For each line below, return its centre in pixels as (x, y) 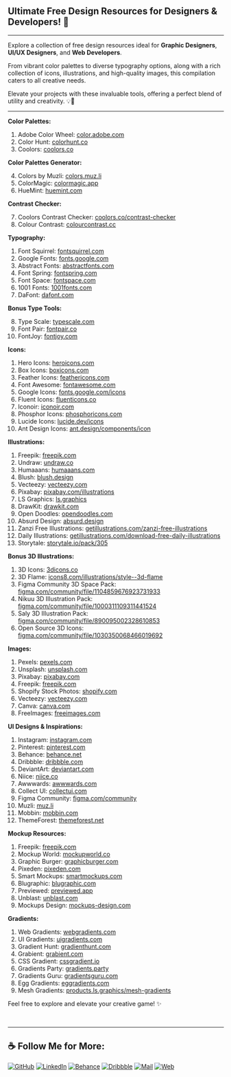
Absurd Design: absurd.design (61, 521)
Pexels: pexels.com (45, 662)
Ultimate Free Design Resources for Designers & (113, 11)
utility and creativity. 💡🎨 (41, 101)
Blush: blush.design (46, 477)
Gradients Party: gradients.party (63, 968)
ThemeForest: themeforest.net (61, 820)
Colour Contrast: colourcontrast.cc (67, 224)
